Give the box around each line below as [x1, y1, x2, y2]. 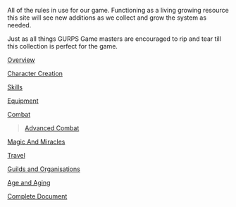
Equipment [7, 96, 39, 105]
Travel [7, 151, 26, 159]
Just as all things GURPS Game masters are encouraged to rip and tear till [7, 34, 222, 43]
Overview [7, 56, 35, 64]
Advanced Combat [24, 124, 80, 132]
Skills [7, 83, 23, 91]
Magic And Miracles [7, 137, 66, 146]
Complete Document [7, 192, 68, 200]
